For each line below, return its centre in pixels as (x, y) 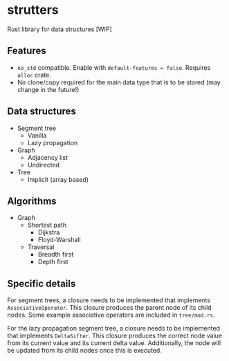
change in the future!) (48, 89)
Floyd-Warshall (59, 240)
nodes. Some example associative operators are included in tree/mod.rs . (111, 315)
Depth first (53, 262)
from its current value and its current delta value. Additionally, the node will (114, 343)
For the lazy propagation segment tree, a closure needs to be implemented (113, 328)
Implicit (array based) (58, 179)
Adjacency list (47, 157)
